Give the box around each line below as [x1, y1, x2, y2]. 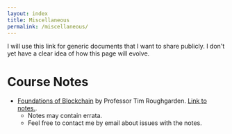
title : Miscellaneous [7, 17, 70, 24]
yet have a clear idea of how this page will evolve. [7, 49, 150, 58]
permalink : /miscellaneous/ [7, 23, 89, 30]
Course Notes [7, 74, 89, 90]
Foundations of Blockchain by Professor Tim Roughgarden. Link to [17, 97, 207, 105]
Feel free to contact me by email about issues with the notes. [27, 119, 203, 127]
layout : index [7, 10, 49, 17]
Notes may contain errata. [27, 112, 103, 120]
